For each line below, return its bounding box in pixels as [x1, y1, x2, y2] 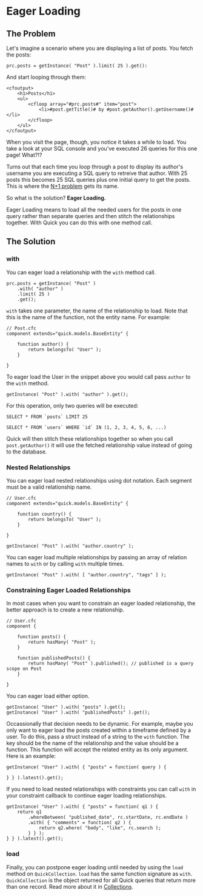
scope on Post [6, 666, 42, 672]
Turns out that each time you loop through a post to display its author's [6, 163, 184, 170]
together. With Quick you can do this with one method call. [6, 219, 153, 226]
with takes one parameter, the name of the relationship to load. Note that [6, 307, 188, 314]
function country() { [17, 511, 72, 517]
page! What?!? [6, 151, 42, 159]
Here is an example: [6, 753, 56, 760]
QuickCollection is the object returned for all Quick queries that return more [6, 877, 196, 884]
